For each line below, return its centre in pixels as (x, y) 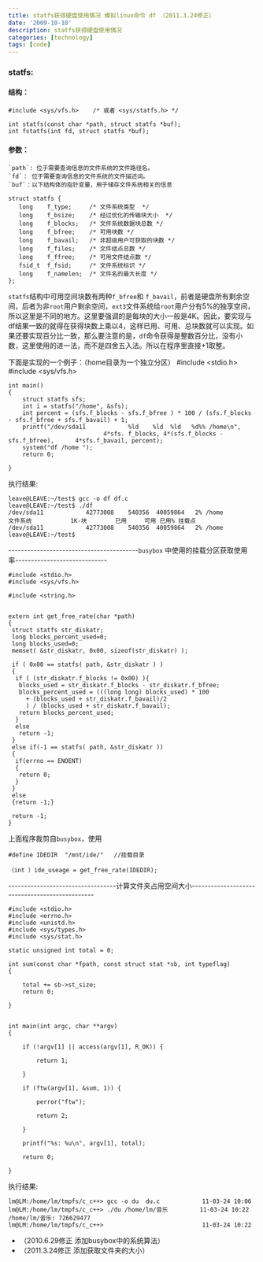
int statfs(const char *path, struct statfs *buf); (94, 124)
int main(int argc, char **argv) (63, 1027)
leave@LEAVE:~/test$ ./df (50, 506)
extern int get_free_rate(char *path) (72, 616)
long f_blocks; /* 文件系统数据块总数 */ (91, 224)
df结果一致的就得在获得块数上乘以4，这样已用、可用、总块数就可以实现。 (128, 326)
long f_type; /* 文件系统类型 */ (84, 207)
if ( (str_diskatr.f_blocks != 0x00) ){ (82, 679)
